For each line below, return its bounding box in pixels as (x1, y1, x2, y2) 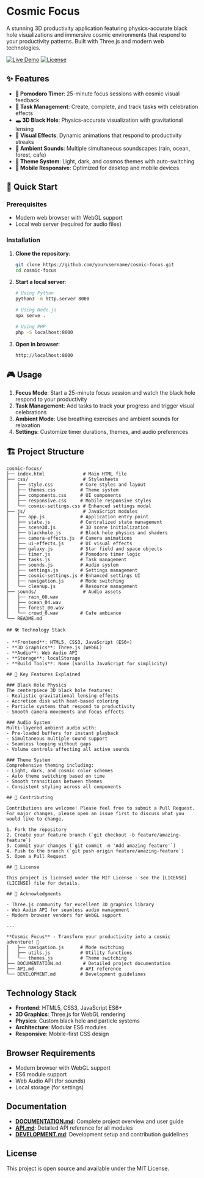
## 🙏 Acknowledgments (6, 891, 62, 897)
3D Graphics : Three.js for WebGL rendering (15, 1011, 126, 1018)
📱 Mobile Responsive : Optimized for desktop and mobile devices (15, 164, 180, 171)
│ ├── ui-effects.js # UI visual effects (6, 540, 133, 547)
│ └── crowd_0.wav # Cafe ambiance (6, 610, 122, 616)
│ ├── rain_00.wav (6, 594, 59, 600)
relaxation (15, 421, 41, 429)
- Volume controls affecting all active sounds (6, 747, 130, 753)
